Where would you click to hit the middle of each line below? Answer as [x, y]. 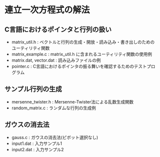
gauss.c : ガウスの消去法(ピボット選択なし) [55, 137]
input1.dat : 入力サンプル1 [37, 143]
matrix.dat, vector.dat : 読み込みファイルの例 [56, 60]
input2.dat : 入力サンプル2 [38, 149]
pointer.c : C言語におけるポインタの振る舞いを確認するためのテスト [79, 66]
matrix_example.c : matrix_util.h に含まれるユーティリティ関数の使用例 [82, 54]
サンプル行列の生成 [33, 89]
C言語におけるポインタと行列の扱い [58, 29]
